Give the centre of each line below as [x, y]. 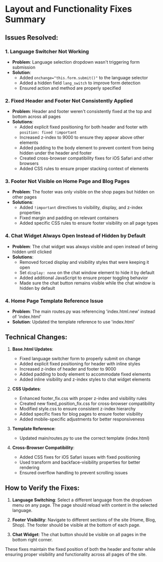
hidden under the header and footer [56, 153]
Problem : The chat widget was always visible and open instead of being [85, 246]
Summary [25, 19]
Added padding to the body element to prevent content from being [87, 148]
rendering [29, 467]
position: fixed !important [48, 133]
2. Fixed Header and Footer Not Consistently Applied [69, 100]
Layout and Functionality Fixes [69, 9]
